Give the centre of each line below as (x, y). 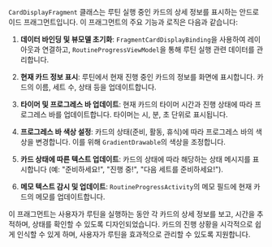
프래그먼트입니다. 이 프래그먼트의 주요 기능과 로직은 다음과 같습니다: (130, 22)
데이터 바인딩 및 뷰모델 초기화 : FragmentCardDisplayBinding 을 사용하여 (133, 39)
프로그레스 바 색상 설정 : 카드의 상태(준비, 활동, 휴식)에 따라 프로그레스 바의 (137, 132)
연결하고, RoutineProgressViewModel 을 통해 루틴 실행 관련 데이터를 (148, 50)
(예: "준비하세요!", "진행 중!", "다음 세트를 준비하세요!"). (136, 169)
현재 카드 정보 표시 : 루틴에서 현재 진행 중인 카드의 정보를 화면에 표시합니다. (138, 77)
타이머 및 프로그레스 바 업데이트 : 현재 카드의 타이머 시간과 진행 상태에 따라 (136, 104)
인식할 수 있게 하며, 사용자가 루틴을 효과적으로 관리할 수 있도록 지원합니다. (134, 234)
